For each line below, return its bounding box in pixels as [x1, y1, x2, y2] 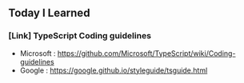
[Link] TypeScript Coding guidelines [8, 30, 152, 41]
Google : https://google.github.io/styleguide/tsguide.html [19, 65, 208, 75]
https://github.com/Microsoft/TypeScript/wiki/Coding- [57, 48, 236, 58]
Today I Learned [8, 6, 90, 20]
